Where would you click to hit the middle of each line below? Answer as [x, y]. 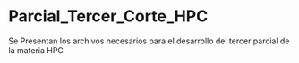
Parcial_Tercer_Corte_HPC [108, 16]
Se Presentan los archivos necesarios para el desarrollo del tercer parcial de [149, 41]
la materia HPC [36, 50]
